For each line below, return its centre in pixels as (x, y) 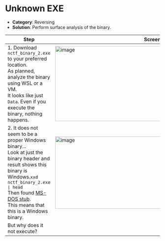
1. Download (22, 48)
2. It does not (23, 128)
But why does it (25, 225)
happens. (18, 120)
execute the (21, 107)
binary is (17, 170)
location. (18, 65)
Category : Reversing (33, 22)
